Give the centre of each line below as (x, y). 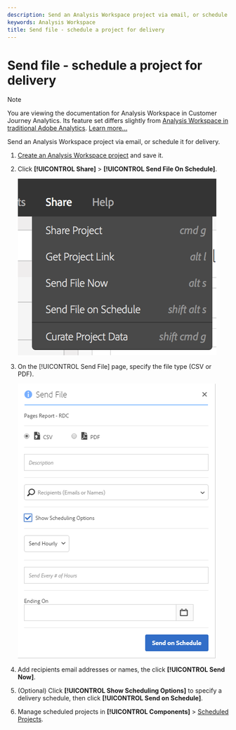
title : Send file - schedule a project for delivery (86, 30)
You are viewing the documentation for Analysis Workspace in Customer (112, 113)
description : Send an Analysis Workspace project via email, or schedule (118, 15)
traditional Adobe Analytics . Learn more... (67, 128)
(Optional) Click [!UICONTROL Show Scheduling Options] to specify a (120, 691)
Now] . (27, 677)
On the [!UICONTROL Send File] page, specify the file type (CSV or (114, 367)
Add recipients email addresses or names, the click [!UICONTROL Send (121, 670)
